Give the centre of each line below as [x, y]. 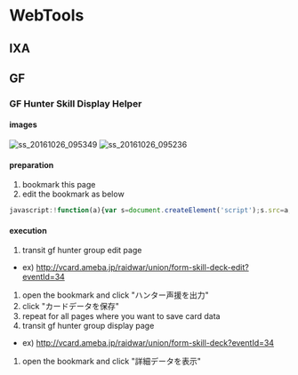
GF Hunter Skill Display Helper [76, 103]
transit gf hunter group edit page [82, 251]
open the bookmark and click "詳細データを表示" [112, 362]
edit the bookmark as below [73, 194]
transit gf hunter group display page [88, 326]
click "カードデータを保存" [71, 307]
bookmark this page [59, 185]
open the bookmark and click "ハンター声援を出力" [115, 295]
